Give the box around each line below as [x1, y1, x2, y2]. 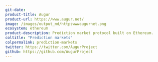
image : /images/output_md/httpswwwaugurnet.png [5, 21, 107, 26]
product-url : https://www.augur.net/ [5, 16, 84, 21]
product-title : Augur [5, 12, 51, 17]
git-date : [5, 7, 26, 12]
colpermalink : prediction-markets [5, 40, 78, 45]
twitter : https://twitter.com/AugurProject [5, 44, 98, 49]
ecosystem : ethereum [5, 26, 49, 31]
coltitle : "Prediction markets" [5, 35, 73, 40]
